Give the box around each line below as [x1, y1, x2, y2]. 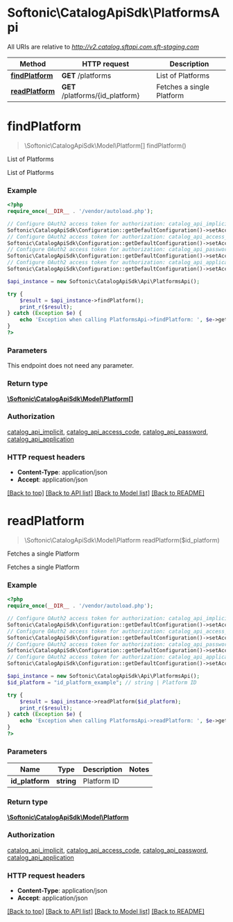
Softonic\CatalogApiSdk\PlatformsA [7, 5, 221, 21]
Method [19, 59, 46, 69]
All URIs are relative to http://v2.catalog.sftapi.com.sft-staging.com [7, 42, 200, 51]
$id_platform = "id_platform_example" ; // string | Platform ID [7, 678, 197, 686]
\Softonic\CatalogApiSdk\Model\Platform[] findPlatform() [24, 141, 187, 150]
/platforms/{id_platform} [61, 90, 140, 100]
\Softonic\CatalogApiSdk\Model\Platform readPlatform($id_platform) [24, 536, 220, 545]
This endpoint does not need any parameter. [7, 361, 134, 370]
